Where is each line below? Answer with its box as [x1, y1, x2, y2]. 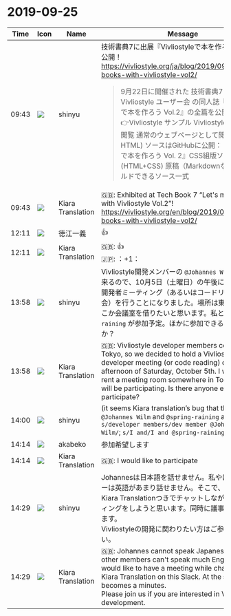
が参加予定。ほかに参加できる [127, 318, 225, 328]
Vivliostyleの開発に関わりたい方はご [100, 524, 218, 533]
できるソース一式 [134, 171, 189, 181]
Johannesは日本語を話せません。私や [100, 472, 223, 482]
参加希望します [100, 440, 150, 449]
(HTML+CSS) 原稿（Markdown [120, 161, 221, 171]
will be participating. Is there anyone [100, 383, 219, 393]
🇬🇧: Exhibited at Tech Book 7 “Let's [100, 190, 219, 200]
